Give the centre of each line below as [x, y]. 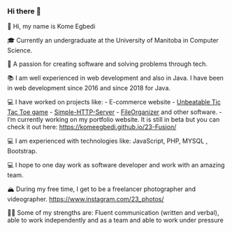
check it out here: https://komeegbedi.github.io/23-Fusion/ [92, 127]
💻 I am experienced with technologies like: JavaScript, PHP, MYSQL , [108, 141]
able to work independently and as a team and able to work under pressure [115, 220]
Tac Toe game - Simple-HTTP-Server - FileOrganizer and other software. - [115, 112]
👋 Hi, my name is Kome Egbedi [51, 27]
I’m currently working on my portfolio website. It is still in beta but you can [114, 120]
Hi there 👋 [24, 11]
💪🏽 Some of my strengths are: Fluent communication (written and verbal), [113, 213]
